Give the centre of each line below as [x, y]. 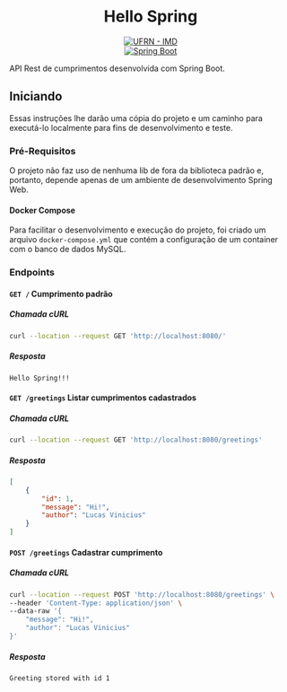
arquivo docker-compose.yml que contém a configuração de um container [144, 240]
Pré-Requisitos [43, 151]
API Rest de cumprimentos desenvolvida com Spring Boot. [117, 68]
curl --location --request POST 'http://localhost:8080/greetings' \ [142, 594]
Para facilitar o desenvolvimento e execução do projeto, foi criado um [138, 230]
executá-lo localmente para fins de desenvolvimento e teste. [121, 127]
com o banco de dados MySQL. [68, 250]
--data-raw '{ [36, 611]
